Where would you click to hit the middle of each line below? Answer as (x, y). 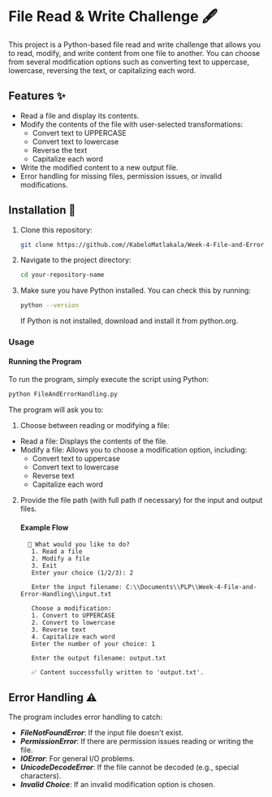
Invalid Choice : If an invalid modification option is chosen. (117, 785)
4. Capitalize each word (73, 637)
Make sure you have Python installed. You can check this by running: (136, 291)
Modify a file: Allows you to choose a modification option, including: (134, 450)
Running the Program (45, 361)
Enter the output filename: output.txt (99, 658)
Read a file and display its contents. (80, 115)
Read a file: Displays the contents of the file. (94, 441)
